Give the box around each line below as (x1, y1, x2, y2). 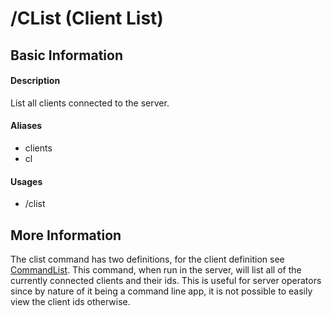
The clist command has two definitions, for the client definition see (10, 253, 285, 265)
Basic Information (10, 47, 124, 64)
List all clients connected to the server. (10, 97, 170, 109)
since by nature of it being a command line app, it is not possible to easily (10, 285, 313, 297)
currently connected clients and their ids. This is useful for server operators (10, 275, 322, 286)
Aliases (10, 120, 43, 132)
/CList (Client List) (10, 7, 164, 30)
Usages (10, 175, 43, 187)
